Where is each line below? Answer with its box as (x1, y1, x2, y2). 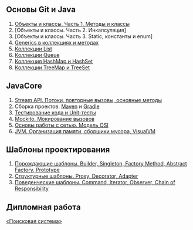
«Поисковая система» (6, 218, 62, 225)
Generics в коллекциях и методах (14, 39, 99, 46)
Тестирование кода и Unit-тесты (14, 109, 96, 116)
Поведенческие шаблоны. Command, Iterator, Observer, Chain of (14, 179, 176, 186)
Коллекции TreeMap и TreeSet (14, 64, 90, 71)
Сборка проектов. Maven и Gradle (14, 103, 100, 110)
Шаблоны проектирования (6, 145, 110, 155)
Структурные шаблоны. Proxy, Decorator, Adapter (14, 172, 138, 180)
